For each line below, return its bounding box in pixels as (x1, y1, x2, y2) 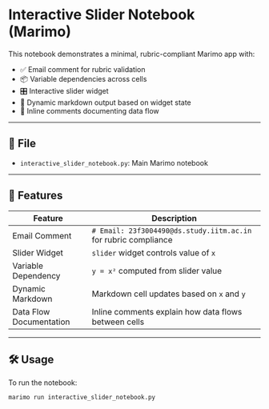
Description (151, 212, 198, 223)
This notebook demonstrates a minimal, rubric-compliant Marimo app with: (8, 49, 255, 58)
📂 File (8, 137, 36, 150)
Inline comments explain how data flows (91, 306, 243, 317)
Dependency (12, 270, 61, 281)
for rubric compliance (91, 234, 174, 245)
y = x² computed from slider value (91, 265, 223, 276)
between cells (91, 316, 145, 327)
